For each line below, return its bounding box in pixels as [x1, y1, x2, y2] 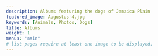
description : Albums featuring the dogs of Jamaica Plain [6, 8, 150, 15]
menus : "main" [6, 36, 41, 41]
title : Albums [6, 24, 41, 31]
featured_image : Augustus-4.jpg [6, 14, 85, 20]
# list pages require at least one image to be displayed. [6, 41, 153, 47]
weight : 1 [6, 30, 30, 36]
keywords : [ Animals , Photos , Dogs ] [6, 19, 93, 25]
